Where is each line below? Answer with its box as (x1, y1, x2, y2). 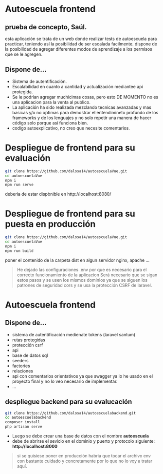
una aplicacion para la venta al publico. (12, 99, 91, 105)
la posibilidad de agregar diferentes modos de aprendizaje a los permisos (5, 46, 152, 52)
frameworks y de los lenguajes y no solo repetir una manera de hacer (12, 115, 152, 121)
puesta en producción (5, 219, 96, 230)
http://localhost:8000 (12, 443, 58, 449)
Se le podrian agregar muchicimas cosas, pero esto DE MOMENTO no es (12, 94, 159, 100)
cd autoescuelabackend (5, 415, 51, 420)
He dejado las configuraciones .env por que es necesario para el (17, 267, 147, 272)
